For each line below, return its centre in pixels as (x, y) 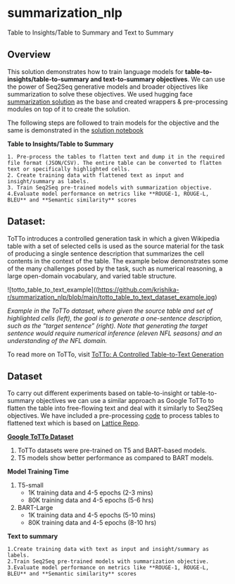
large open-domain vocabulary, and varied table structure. (92, 275)
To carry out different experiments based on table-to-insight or (99, 393)
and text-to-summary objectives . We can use (158, 79)
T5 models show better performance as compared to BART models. (115, 458)
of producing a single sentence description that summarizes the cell (106, 253)
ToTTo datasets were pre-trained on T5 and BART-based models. (112, 451)
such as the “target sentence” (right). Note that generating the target (108, 325)
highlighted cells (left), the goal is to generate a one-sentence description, (115, 318)
